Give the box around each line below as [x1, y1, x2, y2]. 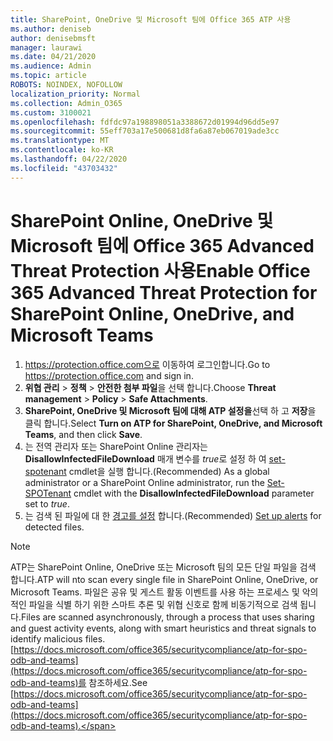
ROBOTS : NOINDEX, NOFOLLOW [10, 80, 123, 90]
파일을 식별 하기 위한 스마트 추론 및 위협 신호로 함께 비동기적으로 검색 [28, 598, 298, 610]
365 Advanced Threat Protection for [10, 281, 318, 304]
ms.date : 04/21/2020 [10, 52, 97, 62]
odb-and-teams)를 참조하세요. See [10, 676, 148, 688]
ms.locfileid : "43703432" [10, 163, 118, 173]
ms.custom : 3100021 [10, 107, 92, 118]
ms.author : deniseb [10, 24, 92, 34]
